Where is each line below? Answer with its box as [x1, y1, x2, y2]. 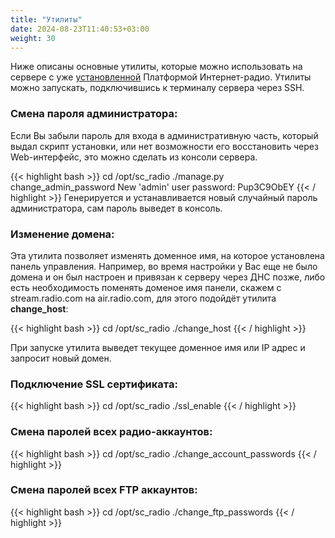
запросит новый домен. [10, 352, 112, 364]
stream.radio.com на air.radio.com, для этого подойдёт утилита [10, 292, 277, 304]
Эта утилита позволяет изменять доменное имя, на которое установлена [10, 249, 325, 261]
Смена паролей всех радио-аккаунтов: [10, 425, 213, 439]
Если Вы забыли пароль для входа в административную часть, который [10, 129, 319, 141]
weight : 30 [10, 33, 56, 43]
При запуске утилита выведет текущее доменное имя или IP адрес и [10, 341, 306, 353]
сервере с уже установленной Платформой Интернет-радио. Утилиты [10, 71, 312, 83]
